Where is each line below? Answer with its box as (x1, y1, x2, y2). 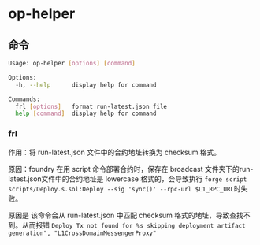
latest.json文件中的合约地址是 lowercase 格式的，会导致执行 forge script (8, 174, 247, 184)
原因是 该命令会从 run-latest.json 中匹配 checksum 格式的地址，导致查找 (8, 210, 244, 220)
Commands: (8, 95, 41, 103)
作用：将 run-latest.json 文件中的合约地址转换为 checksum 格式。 (8, 147, 221, 157)
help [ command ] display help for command (15, 110, 157, 118)
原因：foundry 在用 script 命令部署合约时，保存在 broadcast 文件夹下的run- (8, 164, 254, 173)
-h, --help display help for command (15, 80, 157, 89)
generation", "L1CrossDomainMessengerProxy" (8, 229, 157, 237)
